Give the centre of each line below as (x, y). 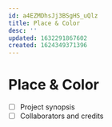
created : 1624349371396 (48, 46)
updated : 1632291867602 (48, 38)
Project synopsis (47, 107)
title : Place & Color (44, 23)
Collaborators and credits (62, 116)
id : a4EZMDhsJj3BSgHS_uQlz (53, 16)
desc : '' (23, 30)
